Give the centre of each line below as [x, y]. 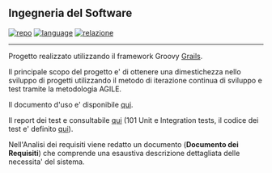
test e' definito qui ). [41, 129]
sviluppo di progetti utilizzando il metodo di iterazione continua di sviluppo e [136, 80]
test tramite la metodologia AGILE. [65, 89]
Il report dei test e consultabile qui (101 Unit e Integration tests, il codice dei [134, 120]
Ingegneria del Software [70, 13]
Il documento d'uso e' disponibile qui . [71, 104]
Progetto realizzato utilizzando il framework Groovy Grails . [106, 56]
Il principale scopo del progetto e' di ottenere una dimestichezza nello [125, 71]
